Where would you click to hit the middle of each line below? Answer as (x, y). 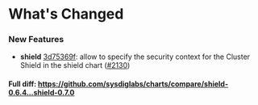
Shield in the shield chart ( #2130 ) (75, 65)
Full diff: (23, 84)
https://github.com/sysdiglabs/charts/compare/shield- (133, 84)
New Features (36, 40)
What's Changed (66, 14)
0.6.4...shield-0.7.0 (42, 93)
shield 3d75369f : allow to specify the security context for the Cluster (135, 57)
